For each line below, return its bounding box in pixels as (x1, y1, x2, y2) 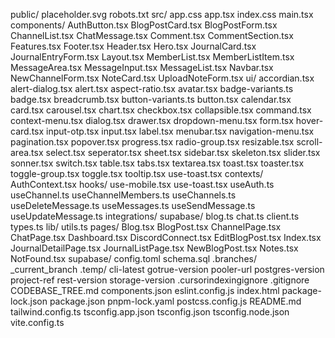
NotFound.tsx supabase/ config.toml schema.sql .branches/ (10, 253, 257, 264)
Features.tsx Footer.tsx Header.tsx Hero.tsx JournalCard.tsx (10, 40, 257, 52)
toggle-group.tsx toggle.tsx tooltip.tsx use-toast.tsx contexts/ (10, 168, 264, 179)
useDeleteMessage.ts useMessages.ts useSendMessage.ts (10, 200, 256, 211)
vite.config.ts (10, 317, 65, 328)
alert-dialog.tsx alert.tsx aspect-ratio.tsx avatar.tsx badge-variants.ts (10, 83, 294, 94)
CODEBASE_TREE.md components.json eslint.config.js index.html (10, 285, 280, 296)
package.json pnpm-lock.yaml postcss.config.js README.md (49, 295, 302, 307)
